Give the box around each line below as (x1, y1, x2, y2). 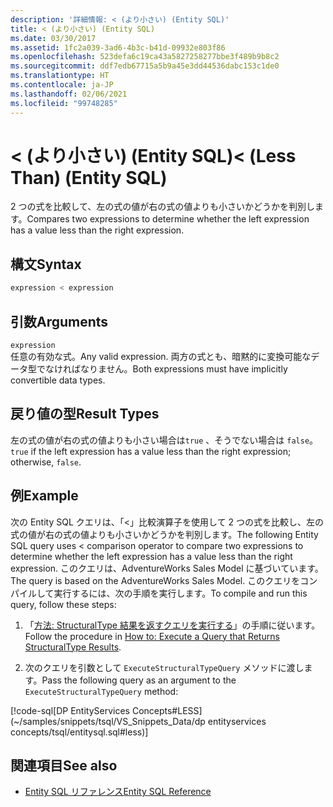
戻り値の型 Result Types (10, 406, 160, 423)
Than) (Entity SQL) (10, 166, 168, 189)
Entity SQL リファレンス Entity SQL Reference (24, 786, 212, 798)
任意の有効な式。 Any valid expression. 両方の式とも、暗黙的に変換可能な (10, 350, 312, 362)
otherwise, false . (10, 456, 82, 468)
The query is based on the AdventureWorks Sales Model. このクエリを (10, 574, 301, 586)
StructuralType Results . (24, 641, 122, 653)
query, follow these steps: (10, 598, 117, 610)
